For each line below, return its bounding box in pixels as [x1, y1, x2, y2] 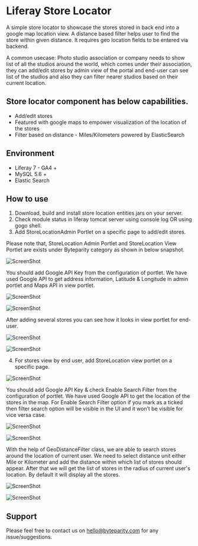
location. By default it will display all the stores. [6, 471, 120, 478]
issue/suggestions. [6, 534, 53, 541]
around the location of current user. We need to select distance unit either [6, 452, 186, 459]
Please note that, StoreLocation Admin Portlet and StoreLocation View [6, 240, 177, 247]
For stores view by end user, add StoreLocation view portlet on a [14, 357, 173, 364]
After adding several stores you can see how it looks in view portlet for [6, 316, 178, 324]
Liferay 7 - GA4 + [14, 164, 57, 171]
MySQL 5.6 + [14, 170, 47, 177]
